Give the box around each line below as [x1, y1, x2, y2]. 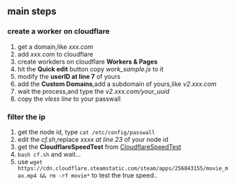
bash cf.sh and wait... [17, 150, 81, 158]
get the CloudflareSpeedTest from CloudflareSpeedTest [17, 143, 182, 151]
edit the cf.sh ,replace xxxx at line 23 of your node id [17, 135, 168, 143]
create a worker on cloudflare [7, 27, 110, 36]
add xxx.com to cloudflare [17, 50, 93, 58]
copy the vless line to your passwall [17, 94, 121, 103]
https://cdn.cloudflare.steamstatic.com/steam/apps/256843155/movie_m [17, 164, 229, 172]
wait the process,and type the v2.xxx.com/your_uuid [17, 87, 170, 95]
